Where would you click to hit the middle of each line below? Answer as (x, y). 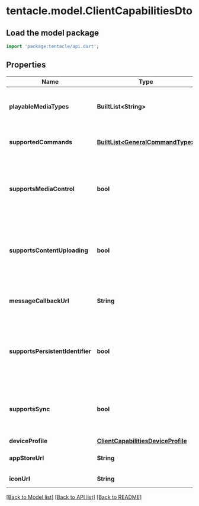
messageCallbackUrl (39, 301)
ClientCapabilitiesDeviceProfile (142, 441)
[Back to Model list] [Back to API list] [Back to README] (74, 497)
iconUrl (20, 479)
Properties (26, 65)
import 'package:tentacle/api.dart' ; (53, 46)
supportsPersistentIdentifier (50, 351)
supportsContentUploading (49, 250)
